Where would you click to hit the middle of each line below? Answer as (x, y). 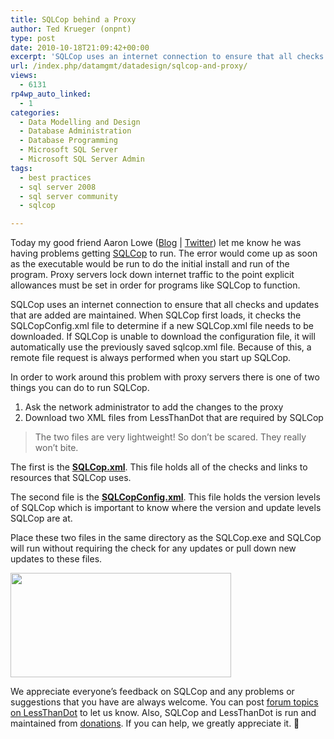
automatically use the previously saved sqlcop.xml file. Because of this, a (161, 347)
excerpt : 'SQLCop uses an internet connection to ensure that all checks (167, 57)
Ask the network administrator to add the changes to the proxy (154, 407)
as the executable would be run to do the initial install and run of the (150, 264)
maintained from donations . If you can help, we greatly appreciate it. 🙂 (155, 723)
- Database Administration (75, 131)
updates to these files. (56, 559)
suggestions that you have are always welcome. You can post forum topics (164, 702)
